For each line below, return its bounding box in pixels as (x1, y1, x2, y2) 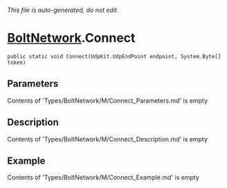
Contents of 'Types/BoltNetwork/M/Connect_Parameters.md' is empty (7, 96, 208, 105)
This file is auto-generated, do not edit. (7, 6, 119, 14)
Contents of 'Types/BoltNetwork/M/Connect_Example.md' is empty (7, 173, 199, 182)
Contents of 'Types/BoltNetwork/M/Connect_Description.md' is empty (7, 135, 208, 143)
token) (7, 59, 26, 66)
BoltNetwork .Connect (7, 31, 136, 46)
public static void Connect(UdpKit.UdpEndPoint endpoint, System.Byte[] (7, 53, 221, 60)
